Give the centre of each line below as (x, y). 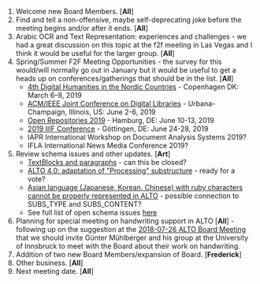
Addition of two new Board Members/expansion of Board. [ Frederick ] (128, 254)
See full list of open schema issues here (92, 213)
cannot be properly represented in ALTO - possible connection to (133, 196)
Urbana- (202, 103)
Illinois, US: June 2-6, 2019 (112, 112)
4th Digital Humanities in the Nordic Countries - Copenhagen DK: (133, 87)
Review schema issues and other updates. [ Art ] (93, 154)
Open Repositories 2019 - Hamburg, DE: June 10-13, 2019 (121, 120)
